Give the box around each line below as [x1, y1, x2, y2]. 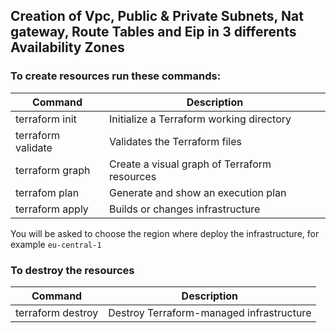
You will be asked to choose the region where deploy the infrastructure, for [10, 227, 320, 239]
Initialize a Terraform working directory [109, 112, 292, 126]
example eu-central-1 [10, 238, 102, 250]
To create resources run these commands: [10, 69, 222, 83]
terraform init [15, 112, 77, 126]
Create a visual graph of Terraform [109, 157, 272, 171]
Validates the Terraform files [109, 134, 242, 148]
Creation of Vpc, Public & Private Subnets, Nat [10, 8, 304, 25]
